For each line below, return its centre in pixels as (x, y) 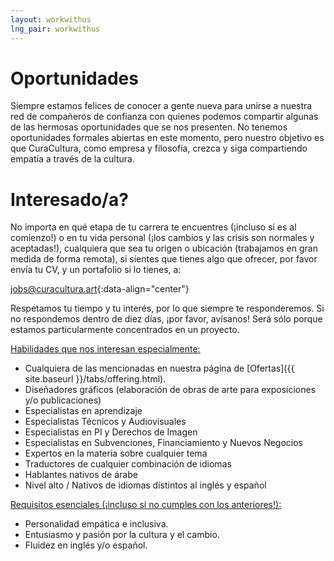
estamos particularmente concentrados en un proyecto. (125, 330)
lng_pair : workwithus (55, 29)
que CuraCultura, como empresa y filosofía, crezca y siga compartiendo (159, 148)
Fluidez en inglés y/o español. (86, 545)
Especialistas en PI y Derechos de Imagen (111, 432)
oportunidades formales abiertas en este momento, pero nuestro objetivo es (167, 138)
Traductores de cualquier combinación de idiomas (128, 464)
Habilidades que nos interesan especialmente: (105, 349)
